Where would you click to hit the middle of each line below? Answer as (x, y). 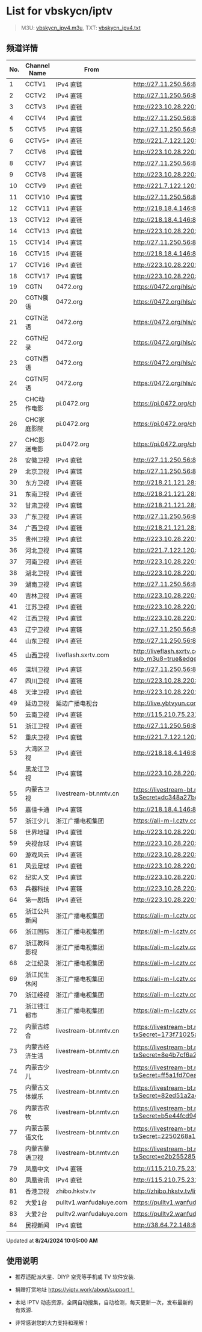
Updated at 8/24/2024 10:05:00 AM (52, 1240)
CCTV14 (37, 242)
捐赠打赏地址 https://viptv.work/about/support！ (75, 1289)
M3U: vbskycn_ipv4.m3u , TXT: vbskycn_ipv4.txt (81, 28)
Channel (37, 66)
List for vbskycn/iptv (60, 11)
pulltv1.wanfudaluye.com (92, 1202)
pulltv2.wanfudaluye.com (92, 1213)
